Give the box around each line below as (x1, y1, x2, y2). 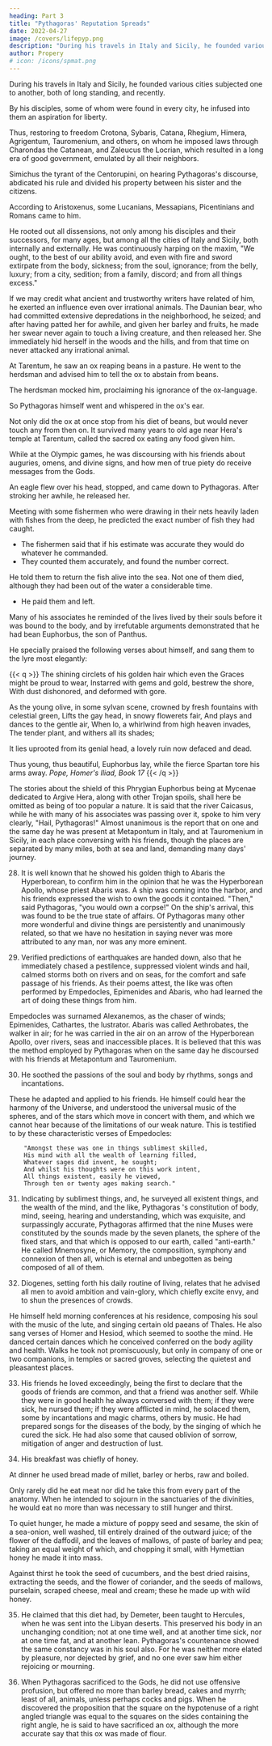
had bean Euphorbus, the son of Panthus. (9, 629, 148, 639)
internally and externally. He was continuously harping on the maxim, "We (9, 244, 255, 253)
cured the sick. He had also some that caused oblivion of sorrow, (20, 1430, 237, 1439)
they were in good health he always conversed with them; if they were (20, 1395, 255, 1405)
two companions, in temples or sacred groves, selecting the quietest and (9, 1354, 252, 1363)
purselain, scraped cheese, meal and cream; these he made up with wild (9, 1585, 251, 1595)
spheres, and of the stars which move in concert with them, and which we (9, 1111, 255, 1121)
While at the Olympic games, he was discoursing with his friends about (9, 449, 245, 459)
